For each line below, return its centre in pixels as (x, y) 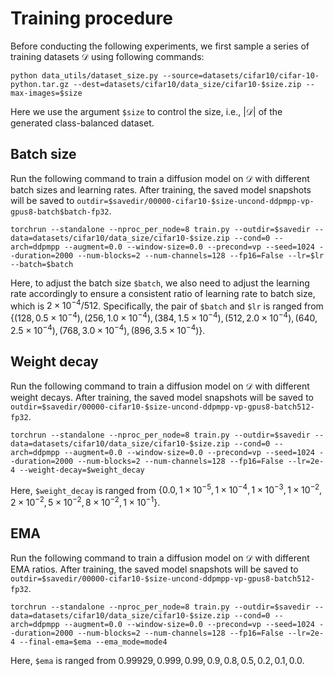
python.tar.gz (40, 84)
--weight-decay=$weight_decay (82, 470)
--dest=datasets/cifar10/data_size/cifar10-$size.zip (187, 84)
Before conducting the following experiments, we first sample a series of (160, 46)
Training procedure (91, 18)
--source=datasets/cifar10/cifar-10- (241, 75)
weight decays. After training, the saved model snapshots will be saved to (162, 397)
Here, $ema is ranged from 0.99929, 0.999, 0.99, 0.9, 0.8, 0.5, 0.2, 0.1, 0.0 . (157, 660)
